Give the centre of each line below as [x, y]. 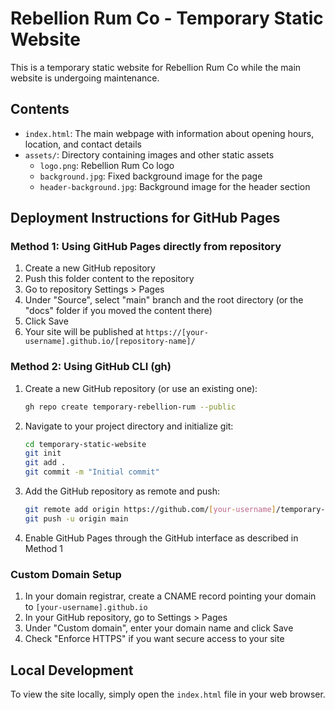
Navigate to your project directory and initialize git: [129, 426]
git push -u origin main [76, 518]
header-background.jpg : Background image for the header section [175, 186]
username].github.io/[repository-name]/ [110, 342]
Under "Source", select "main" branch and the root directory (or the [164, 300]
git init [43, 453]
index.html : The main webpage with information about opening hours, [169, 133]
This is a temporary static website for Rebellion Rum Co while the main [156, 67]
